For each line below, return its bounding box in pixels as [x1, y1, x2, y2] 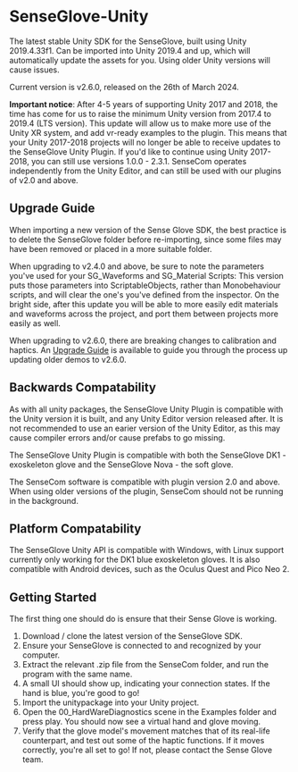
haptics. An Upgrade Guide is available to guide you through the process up [9, 344, 288, 355]
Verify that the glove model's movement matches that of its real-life [21, 726, 270, 736]
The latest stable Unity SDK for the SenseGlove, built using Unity [9, 36, 247, 46]
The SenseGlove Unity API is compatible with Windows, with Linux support [9, 545, 285, 556]
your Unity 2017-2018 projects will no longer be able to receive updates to [9, 137, 281, 147]
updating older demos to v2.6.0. [9, 354, 127, 365]
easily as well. [9, 317, 61, 328]
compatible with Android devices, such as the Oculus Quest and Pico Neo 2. [9, 564, 290, 575]
